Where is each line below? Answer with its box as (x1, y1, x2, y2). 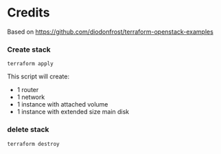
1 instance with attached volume (16, 100, 108, 109)
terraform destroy (7, 140, 60, 147)
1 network (16, 93, 45, 101)
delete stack (7, 125, 49, 135)
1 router (16, 86, 39, 94)
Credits (7, 5, 50, 21)
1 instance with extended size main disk (16, 108, 130, 116)
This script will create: (7, 72, 70, 80)
